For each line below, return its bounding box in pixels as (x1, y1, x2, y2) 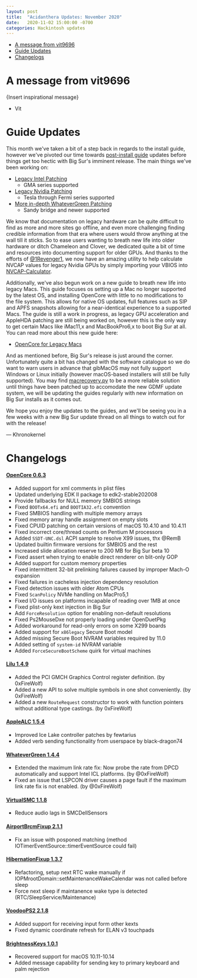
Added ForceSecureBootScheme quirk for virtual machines (14, 647, 151, 654)
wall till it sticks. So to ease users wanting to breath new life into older (6, 236, 175, 244)
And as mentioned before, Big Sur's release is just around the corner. (6, 352, 173, 359)
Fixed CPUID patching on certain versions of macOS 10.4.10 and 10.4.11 (14, 522, 186, 529)
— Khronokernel (6, 431, 46, 438)
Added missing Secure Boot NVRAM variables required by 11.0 (14, 635, 166, 642)
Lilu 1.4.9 (6, 660, 29, 667)
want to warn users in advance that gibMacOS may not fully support (6, 365, 172, 372)
